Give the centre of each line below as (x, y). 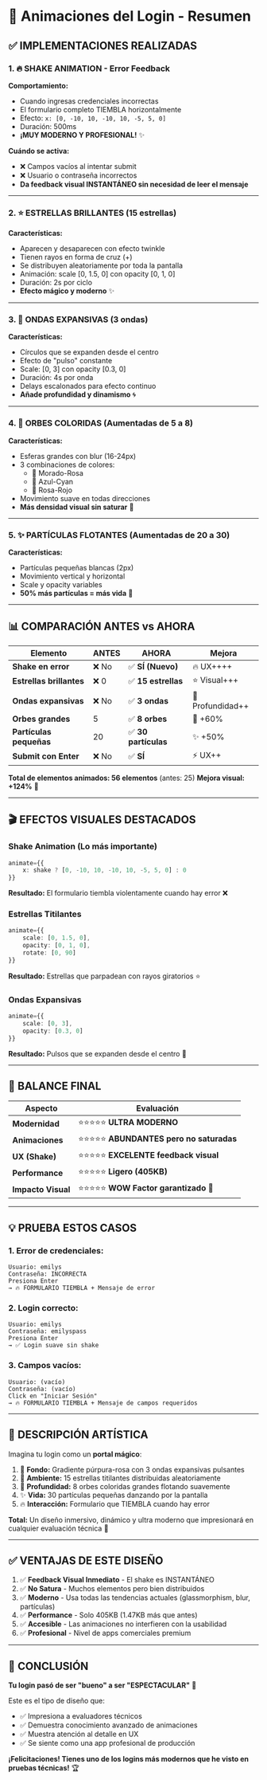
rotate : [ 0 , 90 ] (50, 953)
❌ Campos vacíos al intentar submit (78, 166)
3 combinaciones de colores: (67, 465)
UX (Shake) (35, 1156)
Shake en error (41, 666)
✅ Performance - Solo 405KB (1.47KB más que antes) (108, 1615)
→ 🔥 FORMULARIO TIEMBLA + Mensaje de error (82, 1288)
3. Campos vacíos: (45, 1366)
